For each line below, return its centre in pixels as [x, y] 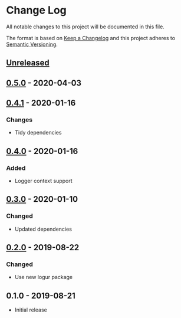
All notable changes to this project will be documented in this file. [85, 27]
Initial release [31, 310]
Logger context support [43, 181]
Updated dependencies [43, 229]
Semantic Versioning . [32, 44]
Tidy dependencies [38, 133]
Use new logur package [43, 277]
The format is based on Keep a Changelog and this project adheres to [91, 38]
